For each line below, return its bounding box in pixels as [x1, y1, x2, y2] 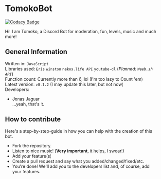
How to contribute [5, 115, 61, 124]
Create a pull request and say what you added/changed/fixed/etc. [12, 158, 144, 164]
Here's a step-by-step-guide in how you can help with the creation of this [5, 128, 152, 134]
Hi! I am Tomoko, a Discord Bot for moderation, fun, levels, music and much [5, 28, 157, 34]
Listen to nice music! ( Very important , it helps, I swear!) [12, 148, 125, 154]
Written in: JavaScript [5, 60, 49, 66]
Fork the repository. [12, 143, 52, 148]
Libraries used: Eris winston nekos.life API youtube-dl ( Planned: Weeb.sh [5, 66, 153, 72]
